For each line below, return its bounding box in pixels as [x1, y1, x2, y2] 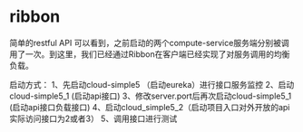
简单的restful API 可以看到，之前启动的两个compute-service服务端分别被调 [9, 37, 289, 48]
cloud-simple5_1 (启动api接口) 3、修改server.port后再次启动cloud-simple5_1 [9, 90, 292, 101]
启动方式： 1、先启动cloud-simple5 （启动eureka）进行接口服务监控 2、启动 [9, 79, 295, 90]
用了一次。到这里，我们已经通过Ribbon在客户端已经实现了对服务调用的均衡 [9, 48, 290, 60]
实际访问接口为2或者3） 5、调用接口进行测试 [9, 113, 178, 124]
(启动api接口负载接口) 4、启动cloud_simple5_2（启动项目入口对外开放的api [9, 101, 290, 112]
